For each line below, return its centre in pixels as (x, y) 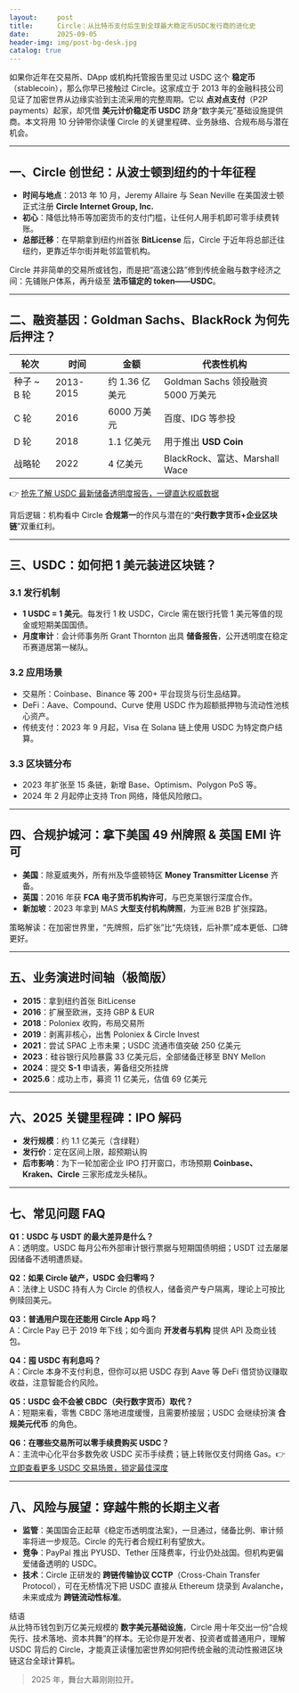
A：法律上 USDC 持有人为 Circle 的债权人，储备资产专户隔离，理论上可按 (143, 1289)
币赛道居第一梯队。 (57, 647)
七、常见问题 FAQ (57, 1213)
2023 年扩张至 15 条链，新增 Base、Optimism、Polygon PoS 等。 (141, 785)
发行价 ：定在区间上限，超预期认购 (85, 1152)
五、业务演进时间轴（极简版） (91, 978)
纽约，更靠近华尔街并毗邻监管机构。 (89, 251)
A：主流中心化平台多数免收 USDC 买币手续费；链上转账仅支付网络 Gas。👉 (147, 1454)
